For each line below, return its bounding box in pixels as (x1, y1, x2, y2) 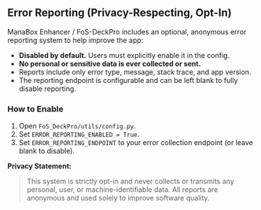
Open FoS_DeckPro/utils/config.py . (18, 121, 136, 131)
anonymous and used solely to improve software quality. (26, 194, 210, 203)
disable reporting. (18, 84, 76, 93)
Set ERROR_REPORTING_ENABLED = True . (18, 129, 140, 139)
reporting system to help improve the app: (7, 35, 144, 45)
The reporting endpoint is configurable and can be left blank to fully (18, 75, 238, 85)
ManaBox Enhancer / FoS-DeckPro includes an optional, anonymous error (7, 27, 247, 36)
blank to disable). (18, 147, 75, 156)
